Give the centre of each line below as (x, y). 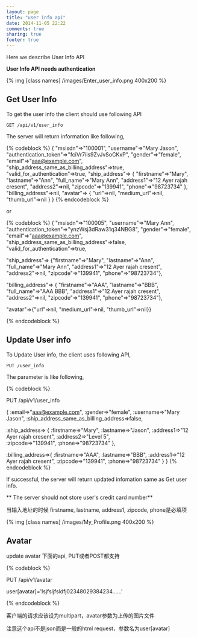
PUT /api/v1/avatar (29, 580)
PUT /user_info (25, 366)
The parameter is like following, (45, 377)
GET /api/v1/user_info (35, 125)
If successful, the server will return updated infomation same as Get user (97, 479)
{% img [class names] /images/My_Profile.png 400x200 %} (80, 522)
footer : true (23, 40)
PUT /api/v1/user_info (33, 400)
